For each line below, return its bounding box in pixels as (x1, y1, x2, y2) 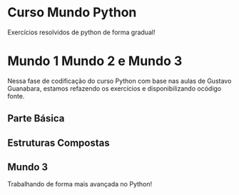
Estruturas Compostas (7, 136, 110, 149)
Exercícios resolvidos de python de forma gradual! (7, 28, 156, 36)
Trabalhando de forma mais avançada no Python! (7, 180, 153, 189)
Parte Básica (7, 112, 65, 125)
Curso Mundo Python (7, 4, 137, 21)
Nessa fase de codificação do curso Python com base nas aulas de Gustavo (7, 76, 232, 85)
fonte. (7, 91, 25, 100)
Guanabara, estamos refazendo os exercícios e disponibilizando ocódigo (7, 84, 222, 93)
